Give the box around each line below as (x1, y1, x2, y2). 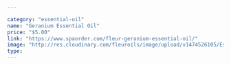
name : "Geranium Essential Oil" (7, 22, 100, 29)
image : (7, 42, 26, 49)
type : (7, 48, 23, 55)
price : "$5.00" (7, 29, 51, 36)
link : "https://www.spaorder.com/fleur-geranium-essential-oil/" (7, 35, 198, 42)
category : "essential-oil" (7, 16, 85, 23)
